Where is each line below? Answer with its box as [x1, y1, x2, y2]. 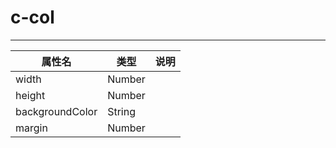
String [107, 104, 136, 118]
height [15, 88, 46, 102]
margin [15, 121, 48, 135]
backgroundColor [15, 104, 98, 118]
